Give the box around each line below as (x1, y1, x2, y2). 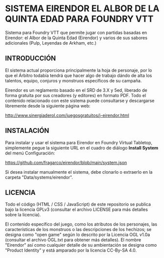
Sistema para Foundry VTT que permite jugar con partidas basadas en (5, 29, 147, 35)
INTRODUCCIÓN (5, 54, 56, 63)
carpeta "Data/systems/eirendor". (5, 174, 73, 180)
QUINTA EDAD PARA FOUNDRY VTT (5, 13, 154, 25)
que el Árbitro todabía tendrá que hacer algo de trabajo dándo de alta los (5, 72, 152, 78)
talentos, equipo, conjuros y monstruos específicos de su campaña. (5, 77, 142, 83)
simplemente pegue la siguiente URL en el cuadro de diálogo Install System (5, 145, 158, 151)
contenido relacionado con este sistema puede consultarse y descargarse (5, 98, 155, 103)
